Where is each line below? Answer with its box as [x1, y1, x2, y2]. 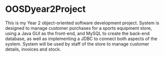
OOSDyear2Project [5, 3, 86, 15]
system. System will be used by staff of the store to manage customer [5, 41, 149, 47]
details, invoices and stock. [5, 46, 61, 52]
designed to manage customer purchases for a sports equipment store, [5, 25, 152, 31]
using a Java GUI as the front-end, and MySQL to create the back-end [5, 30, 150, 36]
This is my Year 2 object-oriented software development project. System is [5, 20, 159, 26]
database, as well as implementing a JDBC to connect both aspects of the [5, 36, 157, 42]
